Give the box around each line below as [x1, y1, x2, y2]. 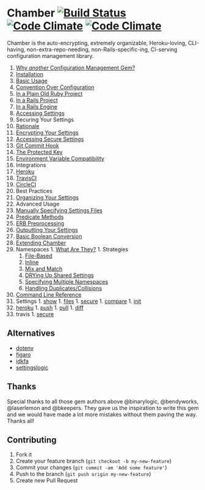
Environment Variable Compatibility [15, 154, 104, 162]
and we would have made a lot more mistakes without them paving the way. [7, 411, 198, 418]
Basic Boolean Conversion [15, 232, 82, 240]
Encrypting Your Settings [15, 129, 79, 136]
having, [7, 46, 26, 53]
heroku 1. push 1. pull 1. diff [15, 304, 84, 311]
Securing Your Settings [15, 116, 74, 123]
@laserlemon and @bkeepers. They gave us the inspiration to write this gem [7, 404, 199, 411]
